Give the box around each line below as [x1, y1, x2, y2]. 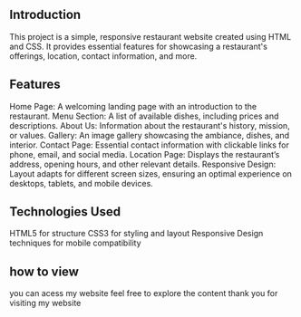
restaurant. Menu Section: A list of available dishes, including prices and [9, 110, 279, 121]
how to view [9, 264, 80, 279]
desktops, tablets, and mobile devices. [9, 178, 154, 188]
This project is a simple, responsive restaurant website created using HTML [9, 31, 292, 42]
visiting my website [9, 298, 82, 309]
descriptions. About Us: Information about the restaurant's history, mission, [9, 120, 290, 130]
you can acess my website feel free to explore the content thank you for [9, 288, 278, 299]
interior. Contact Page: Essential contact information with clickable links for [9, 139, 290, 150]
